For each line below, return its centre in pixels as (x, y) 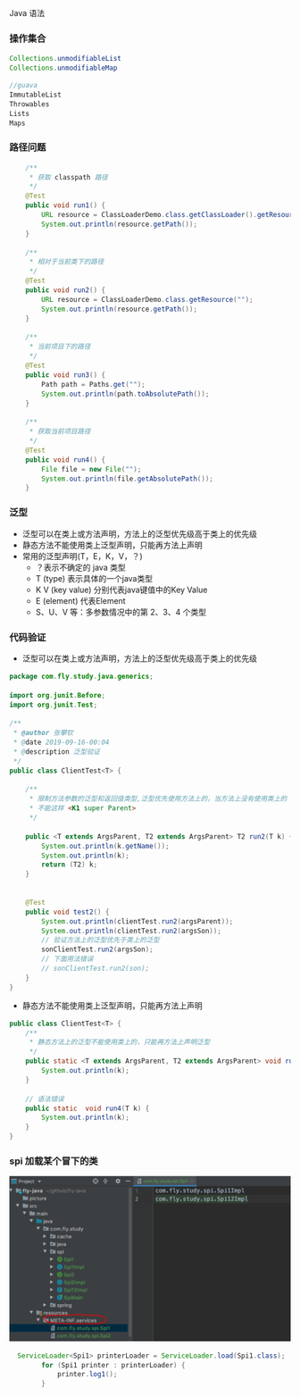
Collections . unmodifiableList (66, 59)
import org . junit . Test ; (54, 705)
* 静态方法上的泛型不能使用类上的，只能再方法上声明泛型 (120, 1042)
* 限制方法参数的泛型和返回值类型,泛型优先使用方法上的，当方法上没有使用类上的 (158, 799)
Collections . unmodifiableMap (63, 68)
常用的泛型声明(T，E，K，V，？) (82, 556)
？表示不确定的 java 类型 (81, 567)
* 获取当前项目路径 (60, 431)
